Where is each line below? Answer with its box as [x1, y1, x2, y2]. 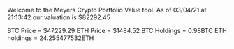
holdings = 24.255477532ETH [7, 34, 94, 42]
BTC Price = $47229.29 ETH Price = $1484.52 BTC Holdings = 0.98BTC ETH [7, 27, 227, 35]
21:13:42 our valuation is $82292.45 [7, 13, 110, 21]
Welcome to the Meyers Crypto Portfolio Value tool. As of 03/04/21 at [7, 6, 207, 14]
